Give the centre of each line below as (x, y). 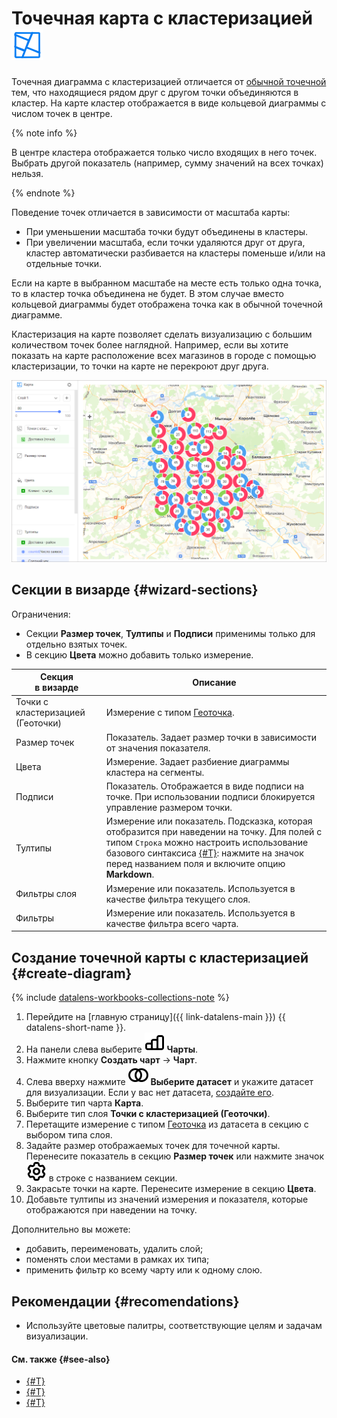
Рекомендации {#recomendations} (125, 1301)
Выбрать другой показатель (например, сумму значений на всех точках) (167, 163)
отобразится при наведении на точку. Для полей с (214, 832)
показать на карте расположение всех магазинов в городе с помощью (164, 355)
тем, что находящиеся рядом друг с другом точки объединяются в (155, 92)
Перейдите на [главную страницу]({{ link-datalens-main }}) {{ (155, 1017)
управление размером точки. (169, 808)
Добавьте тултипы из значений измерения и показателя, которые (167, 1199)
